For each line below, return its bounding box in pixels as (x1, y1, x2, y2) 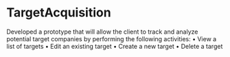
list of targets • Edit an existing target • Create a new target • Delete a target (6, 42, 223, 50)
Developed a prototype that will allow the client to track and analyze (6, 27, 198, 36)
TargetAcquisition (6, 5, 111, 21)
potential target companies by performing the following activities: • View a (6, 34, 217, 43)
